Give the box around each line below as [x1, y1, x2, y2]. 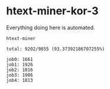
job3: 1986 [6, 72, 33, 78]
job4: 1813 [6, 77, 33, 83]
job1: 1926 [6, 62, 33, 67]
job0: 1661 [6, 56, 33, 62]
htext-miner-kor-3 [6, 4, 99, 18]
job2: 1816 [6, 67, 33, 73]
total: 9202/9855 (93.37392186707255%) [6, 46, 105, 52]
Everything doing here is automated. [6, 24, 95, 31]
